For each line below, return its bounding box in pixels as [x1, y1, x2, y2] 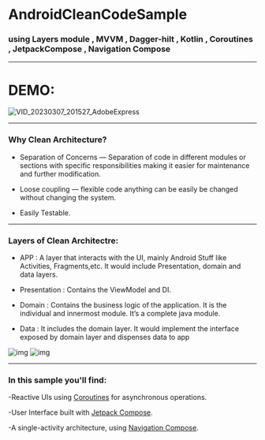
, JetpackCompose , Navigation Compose [8, 43, 171, 54]
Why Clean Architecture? [8, 134, 107, 145]
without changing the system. [19, 192, 117, 202]
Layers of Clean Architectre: [8, 235, 119, 246]
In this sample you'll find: [8, 375, 107, 386]
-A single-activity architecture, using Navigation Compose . [8, 423, 199, 433]
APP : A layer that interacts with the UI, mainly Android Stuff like [19, 253, 227, 263]
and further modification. [19, 169, 101, 178]
